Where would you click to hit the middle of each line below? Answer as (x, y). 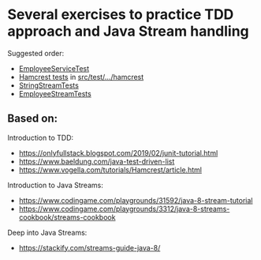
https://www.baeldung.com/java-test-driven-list (97, 161)
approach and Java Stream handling (128, 31)
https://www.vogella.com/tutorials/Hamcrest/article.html (110, 170)
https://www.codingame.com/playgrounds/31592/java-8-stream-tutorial (136, 200)
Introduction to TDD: (41, 138)
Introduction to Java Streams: (55, 185)
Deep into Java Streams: (47, 232)
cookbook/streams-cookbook (67, 217)
